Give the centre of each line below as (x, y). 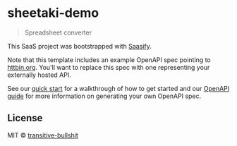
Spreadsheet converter (58, 32)
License (25, 118)
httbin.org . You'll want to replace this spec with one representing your (109, 67)
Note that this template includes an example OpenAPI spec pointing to (109, 60)
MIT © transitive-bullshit (43, 135)
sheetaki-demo (53, 13)
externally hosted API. (39, 75)
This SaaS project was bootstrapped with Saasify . (79, 46)
